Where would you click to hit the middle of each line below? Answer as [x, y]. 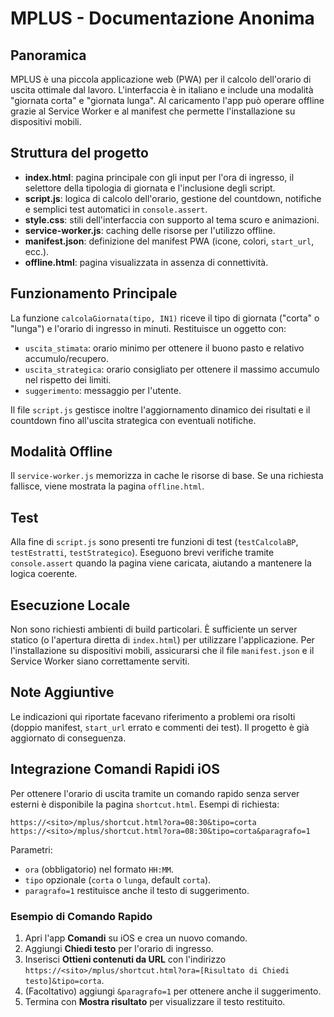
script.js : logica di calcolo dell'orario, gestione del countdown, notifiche [173, 198]
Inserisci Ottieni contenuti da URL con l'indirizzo [125, 959]
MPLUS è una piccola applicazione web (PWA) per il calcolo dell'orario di [161, 79]
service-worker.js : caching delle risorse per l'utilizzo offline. [150, 230]
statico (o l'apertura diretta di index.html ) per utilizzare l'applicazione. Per [162, 640]
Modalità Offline [61, 452]
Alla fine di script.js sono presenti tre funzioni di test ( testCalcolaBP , [154, 542]
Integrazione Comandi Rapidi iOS [115, 769]
